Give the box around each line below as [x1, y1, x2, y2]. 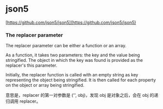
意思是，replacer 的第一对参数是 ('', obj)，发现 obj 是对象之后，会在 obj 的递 [5, 92, 159, 98]
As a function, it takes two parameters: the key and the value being [5, 52, 141, 58]
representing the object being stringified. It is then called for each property [5, 77, 156, 83]
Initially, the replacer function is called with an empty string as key [5, 72, 139, 78]
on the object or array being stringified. [5, 82, 84, 88]
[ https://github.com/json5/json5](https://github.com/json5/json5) [5, 19, 136, 25]
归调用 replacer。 [5, 98, 41, 104]
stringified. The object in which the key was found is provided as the [5, 57, 143, 63]
